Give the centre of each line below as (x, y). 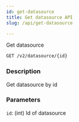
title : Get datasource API (39, 17)
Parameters (23, 100)
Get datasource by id (32, 84)
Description (23, 71)
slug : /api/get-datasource (39, 23)
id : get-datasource (30, 12)
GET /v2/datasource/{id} (37, 56)
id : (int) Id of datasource (36, 113)
